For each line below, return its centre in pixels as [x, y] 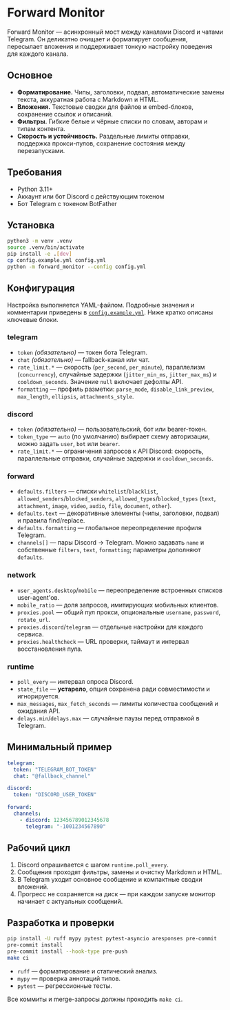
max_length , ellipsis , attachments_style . [75, 396]
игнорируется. [39, 696]
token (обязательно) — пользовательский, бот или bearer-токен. [112, 430]
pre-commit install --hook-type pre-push [67, 952]
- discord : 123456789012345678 [64, 820]
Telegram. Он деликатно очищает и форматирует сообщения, [97, 39]
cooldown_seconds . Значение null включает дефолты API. [100, 381]
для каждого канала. [38, 54]
